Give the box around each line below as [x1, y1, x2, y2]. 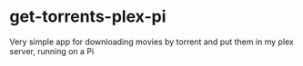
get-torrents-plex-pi [9, 6, 167, 27]
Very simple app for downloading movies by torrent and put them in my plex [9, 36, 294, 47]
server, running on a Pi [9, 45, 95, 56]
